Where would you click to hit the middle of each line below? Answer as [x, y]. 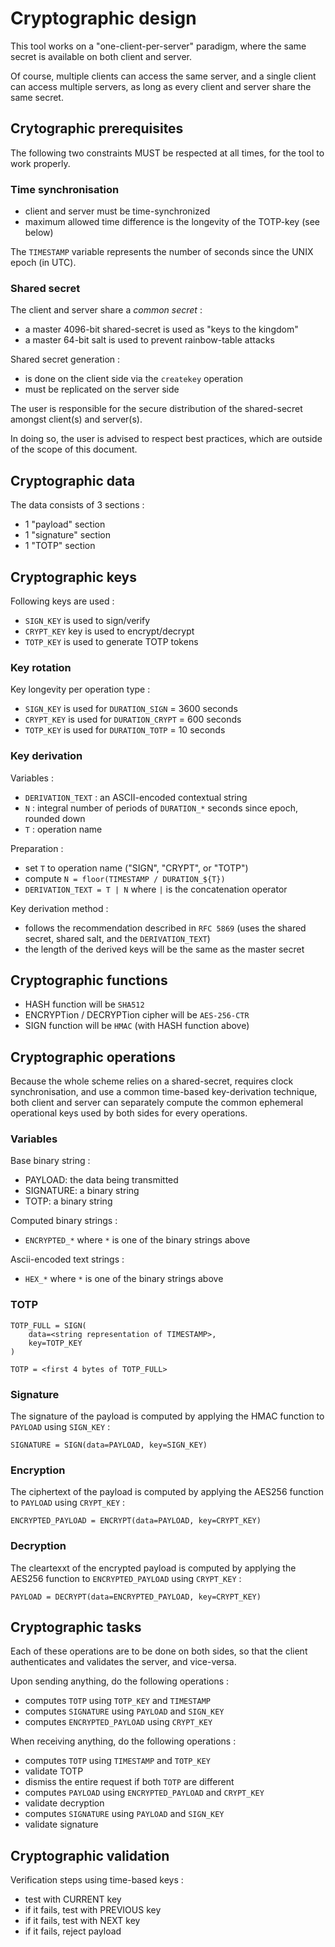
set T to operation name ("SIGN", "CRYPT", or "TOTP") [136, 868]
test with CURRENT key [73, 1899]
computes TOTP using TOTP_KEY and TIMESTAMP [117, 1701]
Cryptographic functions [89, 980]
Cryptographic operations [93, 1057]
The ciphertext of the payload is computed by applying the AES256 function [167, 1492]
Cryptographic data [73, 480]
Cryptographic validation [90, 1855]
